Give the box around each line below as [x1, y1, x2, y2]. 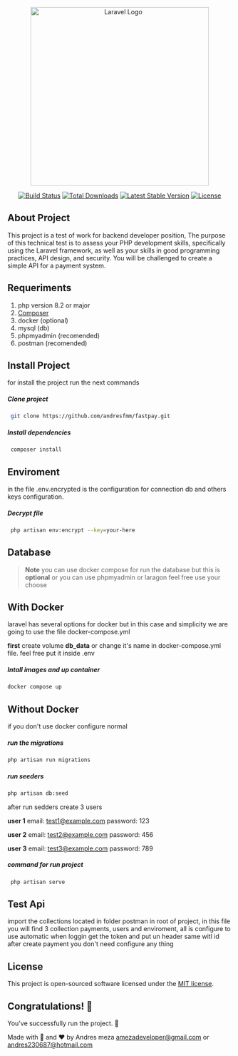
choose [24, 580, 48, 589]
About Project [7, 212, 71, 224]
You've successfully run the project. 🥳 [7, 1019, 119, 1027]
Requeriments [7, 282, 72, 294]
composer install [10, 446, 62, 453]
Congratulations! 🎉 [7, 1000, 93, 1012]
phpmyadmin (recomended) [17, 331, 100, 340]
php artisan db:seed [7, 789, 69, 797]
